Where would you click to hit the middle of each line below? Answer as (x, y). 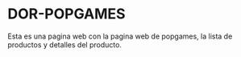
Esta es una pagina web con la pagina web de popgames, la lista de (120, 36)
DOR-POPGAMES (66, 14)
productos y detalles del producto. (65, 44)
